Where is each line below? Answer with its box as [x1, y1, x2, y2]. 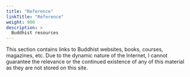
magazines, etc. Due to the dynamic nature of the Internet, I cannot [6, 52, 168, 59]
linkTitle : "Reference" [6, 14, 64, 20]
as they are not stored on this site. [6, 64, 88, 71]
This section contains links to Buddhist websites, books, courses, [6, 46, 164, 53]
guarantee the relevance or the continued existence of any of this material [6, 58, 185, 65]
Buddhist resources [11, 30, 59, 36]
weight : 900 [6, 19, 35, 25]
